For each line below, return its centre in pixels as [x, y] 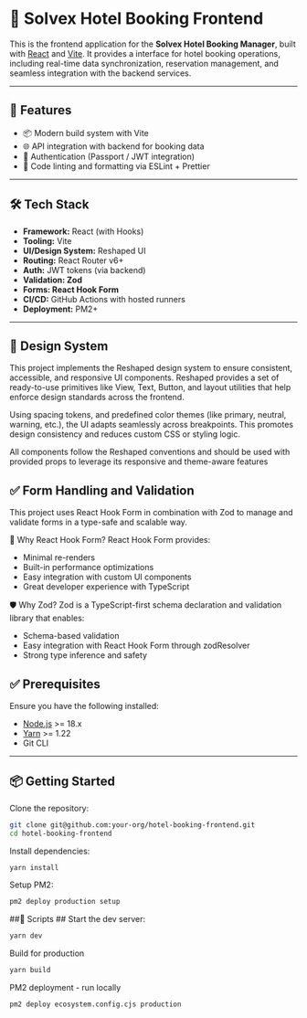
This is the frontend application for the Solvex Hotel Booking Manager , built [153, 44]
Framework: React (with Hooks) [83, 231]
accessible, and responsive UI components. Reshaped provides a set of [144, 377]
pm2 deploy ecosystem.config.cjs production [95, 1004]
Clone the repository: [49, 808]
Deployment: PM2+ [60, 309]
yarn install [34, 867]
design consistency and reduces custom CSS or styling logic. [125, 434]
